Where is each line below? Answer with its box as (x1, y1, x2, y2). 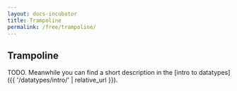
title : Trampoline (7, 17, 62, 24)
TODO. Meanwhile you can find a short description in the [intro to (7, 68, 197, 77)
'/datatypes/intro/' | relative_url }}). (16, 75, 118, 85)
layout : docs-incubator (7, 10, 78, 18)
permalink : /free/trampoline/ (7, 23, 97, 30)
